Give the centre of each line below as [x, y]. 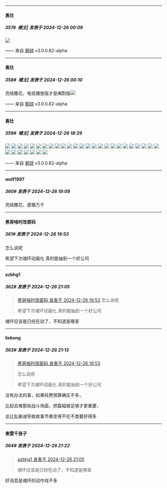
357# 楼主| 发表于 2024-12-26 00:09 [44, 27]
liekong [13, 337]
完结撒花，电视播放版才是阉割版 [38, 93]
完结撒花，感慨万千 [25, 205]
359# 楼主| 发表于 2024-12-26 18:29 [44, 133]
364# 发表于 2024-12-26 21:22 [38, 446]
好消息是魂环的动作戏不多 [31, 480]
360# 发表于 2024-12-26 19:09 [38, 191]
